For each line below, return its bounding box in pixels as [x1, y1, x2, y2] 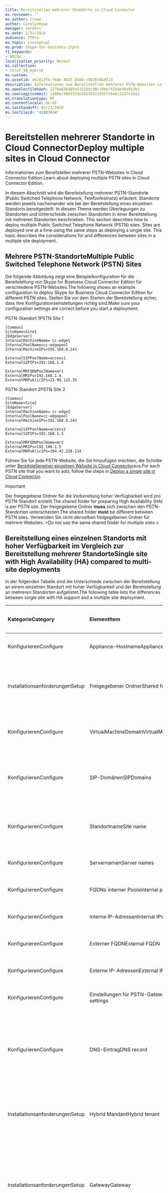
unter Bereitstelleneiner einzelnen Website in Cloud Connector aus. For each [5, 462, 160, 469]
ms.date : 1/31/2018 [5, 31, 46, 36]
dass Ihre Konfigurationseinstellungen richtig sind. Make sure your [5, 300, 141, 306]
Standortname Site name [89, 823, 146, 830]
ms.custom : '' [5, 73, 35, 78]
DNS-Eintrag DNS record [89, 1046, 147, 1053]
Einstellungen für [89, 991, 129, 998]
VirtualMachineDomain [89, 728, 143, 735]
